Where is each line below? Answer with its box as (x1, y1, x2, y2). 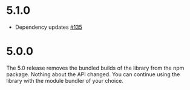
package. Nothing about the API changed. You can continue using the (6, 70, 180, 78)
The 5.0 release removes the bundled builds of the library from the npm (6, 64, 185, 71)
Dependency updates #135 (15, 23, 83, 31)
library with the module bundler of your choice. (6, 77, 124, 84)
